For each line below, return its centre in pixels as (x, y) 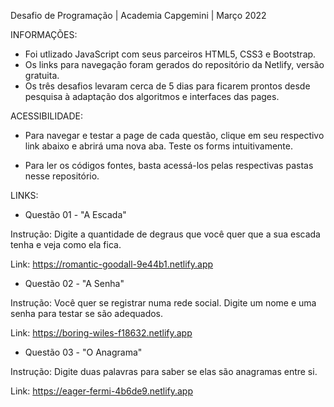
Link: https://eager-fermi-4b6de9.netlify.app (101, 391)
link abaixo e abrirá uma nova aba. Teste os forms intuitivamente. (158, 146)
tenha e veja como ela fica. (66, 244)
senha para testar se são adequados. (87, 313)
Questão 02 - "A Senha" (74, 283)
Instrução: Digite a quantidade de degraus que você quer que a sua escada (165, 234)
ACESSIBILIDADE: (46, 116)
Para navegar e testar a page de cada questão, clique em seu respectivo (174, 135)
